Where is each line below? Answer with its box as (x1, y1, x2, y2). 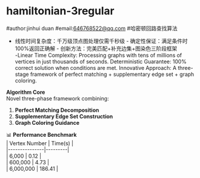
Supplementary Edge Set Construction (14, 112, 113, 120)
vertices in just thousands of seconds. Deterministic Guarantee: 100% (14, 58, 187, 65)
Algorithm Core (6, 88, 45, 96)
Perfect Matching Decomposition (14, 106, 100, 113)
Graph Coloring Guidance (14, 119, 79, 126)
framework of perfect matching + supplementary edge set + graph (30, 70, 195, 78)
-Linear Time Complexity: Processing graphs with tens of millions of (14, 51, 182, 59)
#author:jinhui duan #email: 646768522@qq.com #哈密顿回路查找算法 (6, 24, 178, 32)
